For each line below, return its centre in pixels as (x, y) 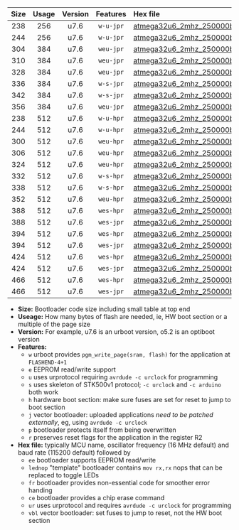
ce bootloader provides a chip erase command (96, 498)
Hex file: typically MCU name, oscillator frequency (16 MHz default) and (123, 445)
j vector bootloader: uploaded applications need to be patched (121, 415)
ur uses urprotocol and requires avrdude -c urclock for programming (130, 505)
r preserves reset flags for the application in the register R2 (115, 437)
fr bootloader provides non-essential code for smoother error (119, 483)
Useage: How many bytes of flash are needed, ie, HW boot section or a (122, 317)
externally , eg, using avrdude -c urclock (88, 422)
